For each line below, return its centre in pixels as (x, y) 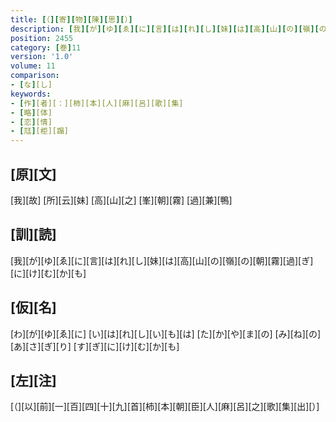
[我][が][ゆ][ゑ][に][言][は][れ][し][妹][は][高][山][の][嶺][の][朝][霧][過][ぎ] (162, 260)
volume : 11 (33, 66)
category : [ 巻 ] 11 (46, 47)
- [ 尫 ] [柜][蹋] (40, 131)
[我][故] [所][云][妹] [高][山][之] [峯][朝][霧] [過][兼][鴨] (121, 200)
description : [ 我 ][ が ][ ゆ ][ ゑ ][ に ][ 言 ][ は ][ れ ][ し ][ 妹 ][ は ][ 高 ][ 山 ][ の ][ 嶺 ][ (165, 29)
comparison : (35, 76)
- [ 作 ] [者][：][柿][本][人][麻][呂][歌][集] (97, 103)
